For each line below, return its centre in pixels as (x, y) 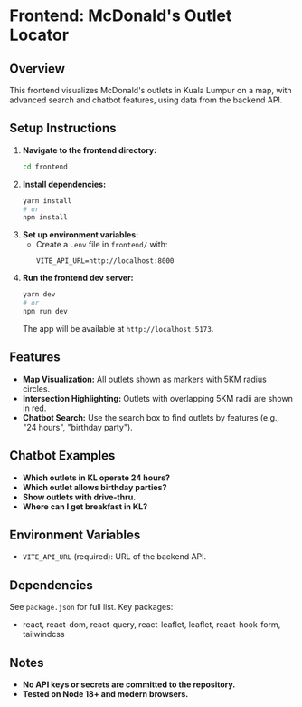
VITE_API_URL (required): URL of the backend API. (114, 557)
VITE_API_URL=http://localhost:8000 (105, 261)
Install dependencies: (64, 184)
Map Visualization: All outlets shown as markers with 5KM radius (144, 379)
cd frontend (45, 167)
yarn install (47, 200)
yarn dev (39, 295)
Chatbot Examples (62, 455)
